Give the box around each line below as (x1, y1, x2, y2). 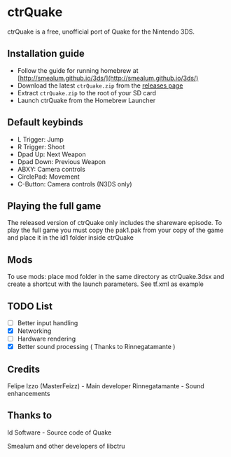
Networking (17, 327, 52, 335)
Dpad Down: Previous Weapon (17, 157, 106, 165)
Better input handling (17, 319, 78, 327)
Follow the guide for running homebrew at (17, 66, 139, 74)
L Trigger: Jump (17, 135, 64, 144)
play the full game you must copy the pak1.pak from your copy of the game (7, 226, 224, 235)
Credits (7, 363, 41, 375)
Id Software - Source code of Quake (7, 428, 112, 437)
